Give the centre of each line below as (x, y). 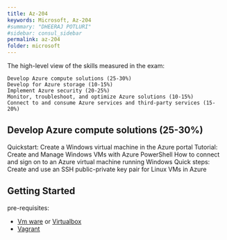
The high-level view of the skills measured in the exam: (86, 66)
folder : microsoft (34, 46)
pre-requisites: (28, 208)
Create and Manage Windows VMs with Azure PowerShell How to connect (113, 154)
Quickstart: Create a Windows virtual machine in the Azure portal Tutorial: (112, 147)
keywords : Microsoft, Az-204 (49, 20)
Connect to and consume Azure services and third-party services (103, 103)
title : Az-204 (28, 14)
